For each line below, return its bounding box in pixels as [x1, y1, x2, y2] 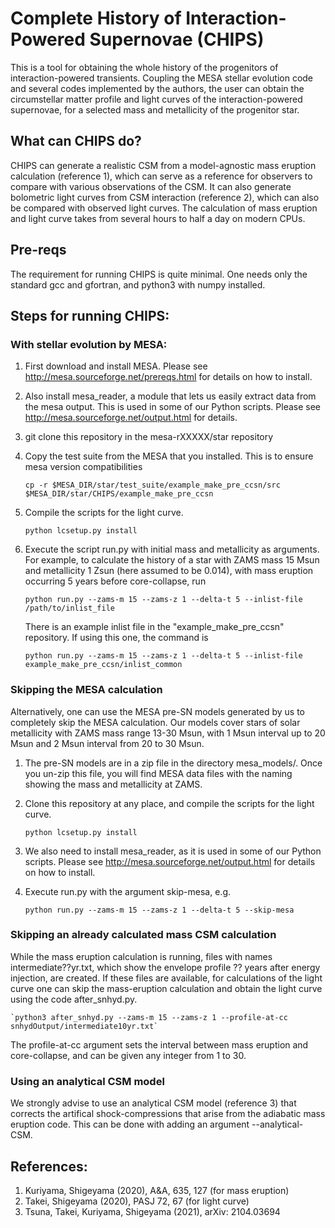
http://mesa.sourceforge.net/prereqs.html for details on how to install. [24, 371, 313, 383]
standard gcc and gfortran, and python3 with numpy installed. [10, 278, 266, 291]
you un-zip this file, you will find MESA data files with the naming [24, 767, 293, 779]
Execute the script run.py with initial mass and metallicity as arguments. [24, 543, 320, 556]
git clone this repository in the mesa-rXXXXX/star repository [24, 431, 274, 443]
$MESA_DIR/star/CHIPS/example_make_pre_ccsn [24, 489, 214, 499]
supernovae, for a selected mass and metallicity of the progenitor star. [10, 103, 300, 116]
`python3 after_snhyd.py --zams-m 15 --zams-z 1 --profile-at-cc [10, 1012, 288, 1022]
